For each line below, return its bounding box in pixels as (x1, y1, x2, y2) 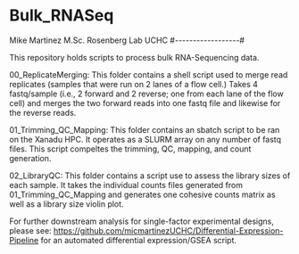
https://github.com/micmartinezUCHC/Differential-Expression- (53, 225, 284, 236)
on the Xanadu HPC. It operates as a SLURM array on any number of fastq (9, 134, 282, 144)
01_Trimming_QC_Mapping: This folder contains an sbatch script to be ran (9, 124, 280, 135)
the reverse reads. (9, 107, 77, 118)
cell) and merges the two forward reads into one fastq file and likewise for (9, 97, 281, 108)
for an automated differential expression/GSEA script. (40, 234, 237, 245)
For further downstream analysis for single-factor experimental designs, (9, 216, 274, 226)
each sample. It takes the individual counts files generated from (9, 179, 244, 190)
